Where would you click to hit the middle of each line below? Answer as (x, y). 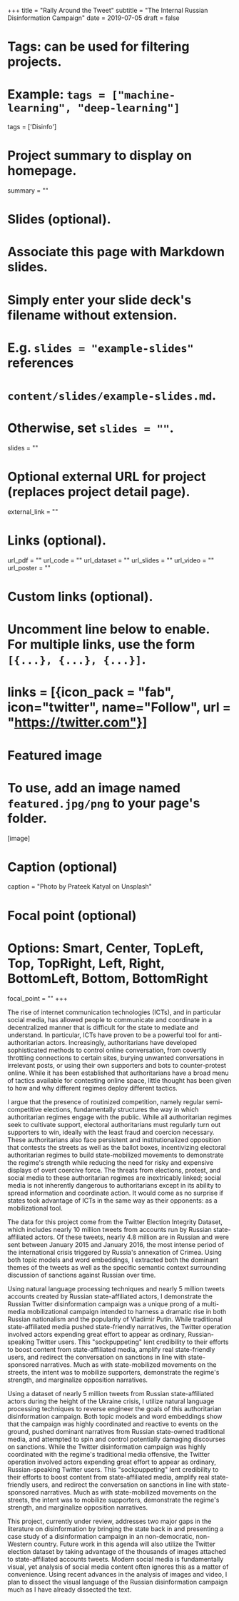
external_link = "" (33, 511)
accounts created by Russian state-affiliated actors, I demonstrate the (110, 1296)
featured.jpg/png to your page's (104, 803)
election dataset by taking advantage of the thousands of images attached (117, 1551)
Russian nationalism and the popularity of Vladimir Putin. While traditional (115, 1319)
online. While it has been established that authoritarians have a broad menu (118, 1073)
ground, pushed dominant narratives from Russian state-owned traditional (116, 1431)
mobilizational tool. (35, 1208)
